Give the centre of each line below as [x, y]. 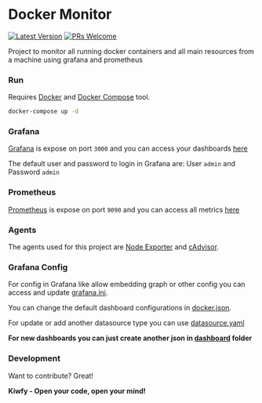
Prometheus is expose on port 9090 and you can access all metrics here [124, 209]
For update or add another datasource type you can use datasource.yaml [126, 323]
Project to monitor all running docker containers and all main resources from [131, 51]
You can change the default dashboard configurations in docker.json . [120, 308]
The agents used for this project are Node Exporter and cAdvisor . [114, 247]
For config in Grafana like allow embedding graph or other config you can [127, 285]
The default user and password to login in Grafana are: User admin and [122, 164]
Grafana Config [38, 267]
